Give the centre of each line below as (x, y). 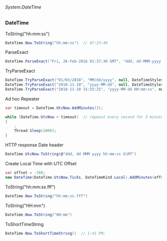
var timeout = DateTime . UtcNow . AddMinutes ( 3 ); (54, 108)
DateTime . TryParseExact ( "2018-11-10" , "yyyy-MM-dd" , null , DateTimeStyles (84, 85)
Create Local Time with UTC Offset (41, 164)
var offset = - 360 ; (25, 173)
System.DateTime (23, 7)
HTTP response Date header (34, 145)
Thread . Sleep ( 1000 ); (35, 131)
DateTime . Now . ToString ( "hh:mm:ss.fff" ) (46, 196)
